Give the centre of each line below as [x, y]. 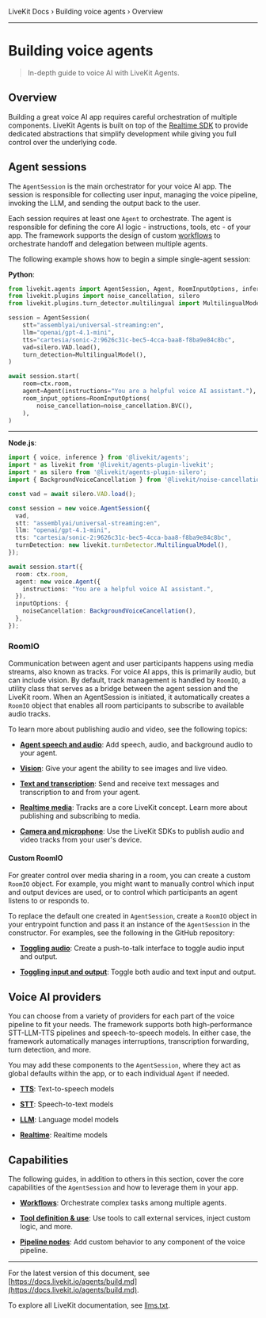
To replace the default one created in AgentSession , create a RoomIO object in [133, 916]
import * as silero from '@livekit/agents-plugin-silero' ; [108, 472]
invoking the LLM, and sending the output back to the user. [104, 203]
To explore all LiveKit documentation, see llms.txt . [89, 1305]
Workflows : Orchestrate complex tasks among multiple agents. [123, 1202]
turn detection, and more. [50, 1050]
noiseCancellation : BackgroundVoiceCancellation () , [109, 611]
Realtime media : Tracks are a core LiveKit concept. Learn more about [133, 808]
